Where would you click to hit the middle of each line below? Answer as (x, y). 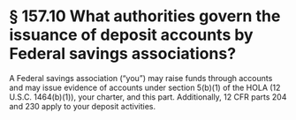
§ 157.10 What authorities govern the (145, 16)
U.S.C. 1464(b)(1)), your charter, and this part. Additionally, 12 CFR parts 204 (148, 97)
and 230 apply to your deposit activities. (83, 106)
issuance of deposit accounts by (131, 35)
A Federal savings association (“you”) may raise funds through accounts (141, 78)
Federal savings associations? (123, 54)
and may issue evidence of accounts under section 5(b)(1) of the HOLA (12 (145, 87)
